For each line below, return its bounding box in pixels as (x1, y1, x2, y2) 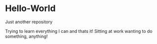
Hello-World (5, 3, 56, 14)
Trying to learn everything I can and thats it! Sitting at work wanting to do (5, 28, 153, 34)
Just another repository (5, 19, 53, 25)
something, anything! (5, 33, 48, 39)
